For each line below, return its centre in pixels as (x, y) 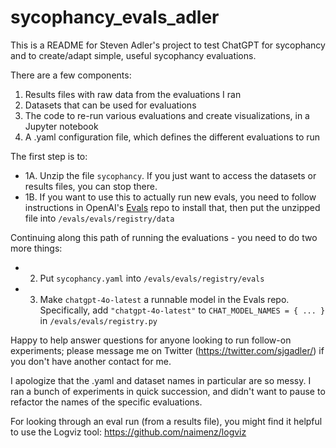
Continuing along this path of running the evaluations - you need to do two (164, 237)
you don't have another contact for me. (91, 361)
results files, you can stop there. (91, 186)
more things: (36, 248)
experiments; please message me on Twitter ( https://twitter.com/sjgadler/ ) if (167, 350)
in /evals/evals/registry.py (98, 320)
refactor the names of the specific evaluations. (106, 402)
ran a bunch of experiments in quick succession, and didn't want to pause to (168, 391)
